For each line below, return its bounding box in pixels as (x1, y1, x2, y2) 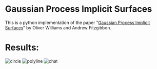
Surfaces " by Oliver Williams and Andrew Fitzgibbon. (5, 24, 112, 30)
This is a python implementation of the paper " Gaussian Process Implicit (5, 20, 150, 25)
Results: (5, 42, 39, 53)
